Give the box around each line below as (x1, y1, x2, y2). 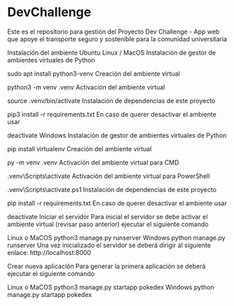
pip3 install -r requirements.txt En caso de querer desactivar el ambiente (7, 110, 217, 118)
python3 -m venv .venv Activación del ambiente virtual (7, 83, 165, 91)
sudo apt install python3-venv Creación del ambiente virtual (7, 69, 180, 78)
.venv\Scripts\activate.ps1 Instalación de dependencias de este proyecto (7, 185, 217, 193)
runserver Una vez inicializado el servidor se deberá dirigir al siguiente (7, 241, 212, 249)
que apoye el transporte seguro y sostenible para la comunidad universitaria (7, 34, 228, 43)
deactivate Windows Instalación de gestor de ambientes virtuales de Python (7, 131, 227, 139)
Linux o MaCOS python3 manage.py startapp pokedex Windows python (7, 283, 215, 291)
